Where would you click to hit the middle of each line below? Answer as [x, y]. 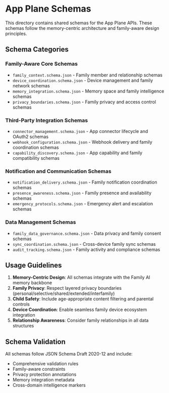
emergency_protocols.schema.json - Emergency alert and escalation [82, 204]
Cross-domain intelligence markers [49, 385]
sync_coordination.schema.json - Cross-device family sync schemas [84, 244]
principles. [16, 33]
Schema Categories [37, 49]
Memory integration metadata [43, 380]
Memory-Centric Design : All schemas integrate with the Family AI [81, 277]
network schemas [31, 85]
